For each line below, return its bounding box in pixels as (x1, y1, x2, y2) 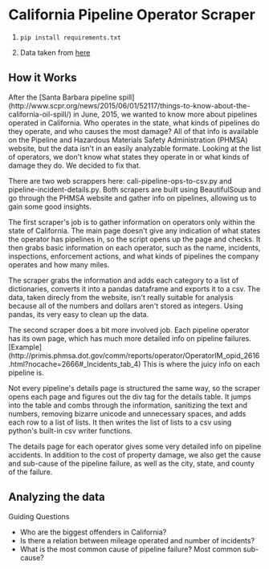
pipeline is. (8, 368, 44, 377)
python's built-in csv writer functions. (8, 425, 132, 435)
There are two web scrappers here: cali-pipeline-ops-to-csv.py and (8, 176, 232, 185)
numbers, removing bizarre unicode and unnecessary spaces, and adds (8, 408, 247, 418)
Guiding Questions (8, 511, 70, 521)
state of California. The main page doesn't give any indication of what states (8, 226, 261, 235)
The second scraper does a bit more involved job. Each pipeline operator (8, 325, 250, 335)
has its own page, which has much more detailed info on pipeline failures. (8, 333, 251, 343)
